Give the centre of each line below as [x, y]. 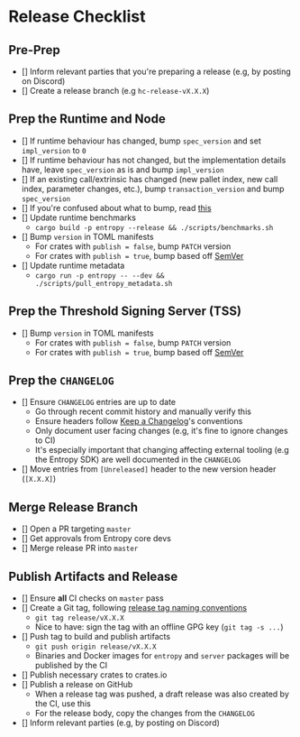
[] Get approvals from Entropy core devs [96, 539]
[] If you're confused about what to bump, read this [117, 207]
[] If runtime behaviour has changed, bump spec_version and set [141, 141]
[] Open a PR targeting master [76, 529]
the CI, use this [63, 704]
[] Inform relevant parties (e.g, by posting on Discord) [120, 723]
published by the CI [71, 666]
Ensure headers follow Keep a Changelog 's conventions [139, 421]
